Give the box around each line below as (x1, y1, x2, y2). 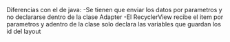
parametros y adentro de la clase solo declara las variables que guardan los (6, 20, 222, 28)
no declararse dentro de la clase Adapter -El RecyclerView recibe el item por (6, 13, 224, 21)
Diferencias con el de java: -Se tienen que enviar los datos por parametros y (6, 6, 222, 14)
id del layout (6, 27, 41, 35)
